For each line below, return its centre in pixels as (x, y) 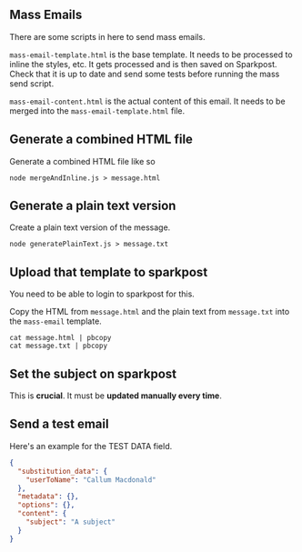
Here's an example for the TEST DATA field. (91, 446)
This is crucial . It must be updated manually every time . (116, 396)
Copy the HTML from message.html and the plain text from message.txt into (150, 312)
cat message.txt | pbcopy (58, 346)
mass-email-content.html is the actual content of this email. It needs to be (147, 101)
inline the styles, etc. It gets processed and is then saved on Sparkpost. (143, 64)
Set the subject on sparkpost (93, 373)
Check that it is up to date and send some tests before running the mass (145, 74)
